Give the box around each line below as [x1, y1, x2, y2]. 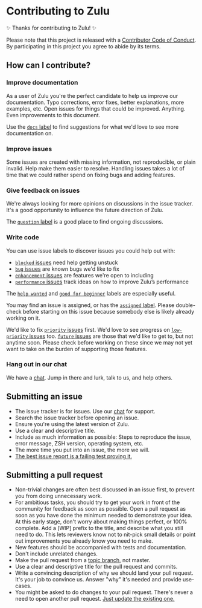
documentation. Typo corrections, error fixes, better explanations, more [6, 99, 185, 106]
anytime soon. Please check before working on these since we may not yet [6, 338, 193, 346]
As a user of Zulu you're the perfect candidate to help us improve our [6, 92, 178, 99]
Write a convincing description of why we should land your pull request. [14, 569, 194, 577]
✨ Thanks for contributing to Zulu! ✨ [6, 24, 96, 31]
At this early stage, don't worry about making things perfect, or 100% [14, 518, 188, 525]
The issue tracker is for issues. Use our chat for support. [14, 407, 156, 415]
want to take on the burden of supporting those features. [6, 345, 148, 352]
